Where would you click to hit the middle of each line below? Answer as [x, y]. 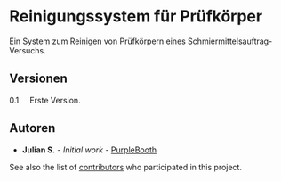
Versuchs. [28, 50]
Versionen [39, 79]
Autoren [32, 128]
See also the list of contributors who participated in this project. [126, 167]
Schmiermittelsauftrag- [230, 41]
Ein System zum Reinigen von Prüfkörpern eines [98, 41]
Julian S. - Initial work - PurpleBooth [89, 150]
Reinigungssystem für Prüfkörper [136, 16]
